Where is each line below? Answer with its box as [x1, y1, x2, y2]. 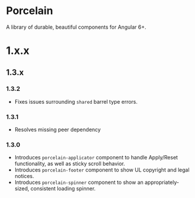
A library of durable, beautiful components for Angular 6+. [6, 23, 146, 30]
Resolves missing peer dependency [14, 126, 101, 133]
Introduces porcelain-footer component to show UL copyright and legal [14, 166, 190, 173]
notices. [14, 173, 35, 180]
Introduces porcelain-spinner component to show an [14, 179, 143, 186]
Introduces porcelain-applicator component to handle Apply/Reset [14, 154, 178, 161]
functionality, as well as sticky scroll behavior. [14, 160, 125, 168]
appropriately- [144, 179, 180, 186]
